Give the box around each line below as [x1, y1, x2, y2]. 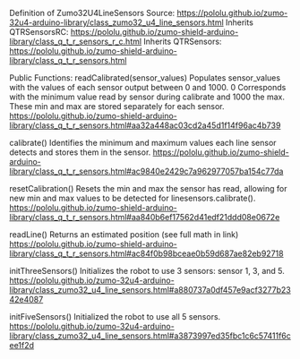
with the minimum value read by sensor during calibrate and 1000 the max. [9, 91, 285, 102]
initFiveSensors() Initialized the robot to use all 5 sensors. [9, 312, 221, 321]
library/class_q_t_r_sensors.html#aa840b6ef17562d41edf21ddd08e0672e [9, 212, 280, 222]
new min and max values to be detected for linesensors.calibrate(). [9, 192, 256, 203]
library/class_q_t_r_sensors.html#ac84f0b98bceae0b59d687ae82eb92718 [9, 248, 284, 259]
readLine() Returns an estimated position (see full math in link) [9, 229, 239, 240]
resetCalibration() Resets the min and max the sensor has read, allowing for [9, 184, 287, 193]
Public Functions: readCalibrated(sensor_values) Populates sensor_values [9, 73, 280, 83]
